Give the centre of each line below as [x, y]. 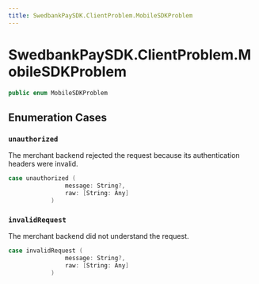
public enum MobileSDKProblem [58, 93]
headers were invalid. [43, 164]
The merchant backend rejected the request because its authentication [124, 155]
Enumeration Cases [58, 117]
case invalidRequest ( [46, 251]
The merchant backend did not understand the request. [99, 236]
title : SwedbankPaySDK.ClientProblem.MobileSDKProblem [101, 15]
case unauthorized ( [42, 178]
